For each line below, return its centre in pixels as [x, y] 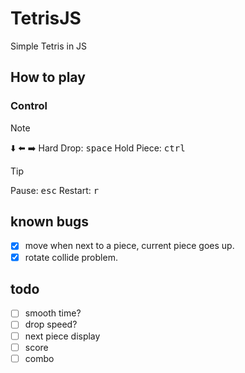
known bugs [50, 222]
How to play [48, 77]
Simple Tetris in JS [49, 46]
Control [29, 106]
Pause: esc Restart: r [55, 190]
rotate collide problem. [71, 257]
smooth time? [53, 313]
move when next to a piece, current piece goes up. [129, 246]
